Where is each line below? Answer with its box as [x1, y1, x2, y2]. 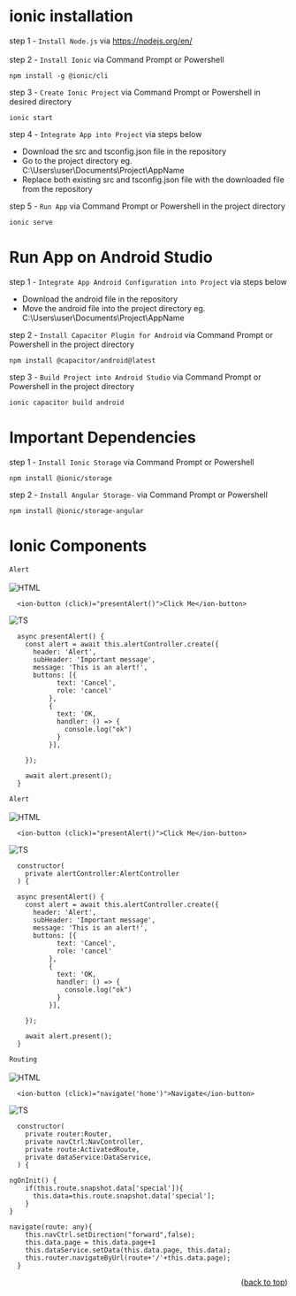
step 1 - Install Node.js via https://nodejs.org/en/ [9, 35, 193, 46]
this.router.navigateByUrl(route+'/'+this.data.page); [25, 1254, 231, 1262]
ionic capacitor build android [9, 398, 125, 407]
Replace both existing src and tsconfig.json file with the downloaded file [21, 174, 285, 185]
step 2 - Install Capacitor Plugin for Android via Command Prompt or [9, 329, 274, 340]
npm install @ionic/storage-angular [9, 506, 144, 515]
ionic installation [9, 6, 134, 27]
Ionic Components [9, 536, 148, 556]
